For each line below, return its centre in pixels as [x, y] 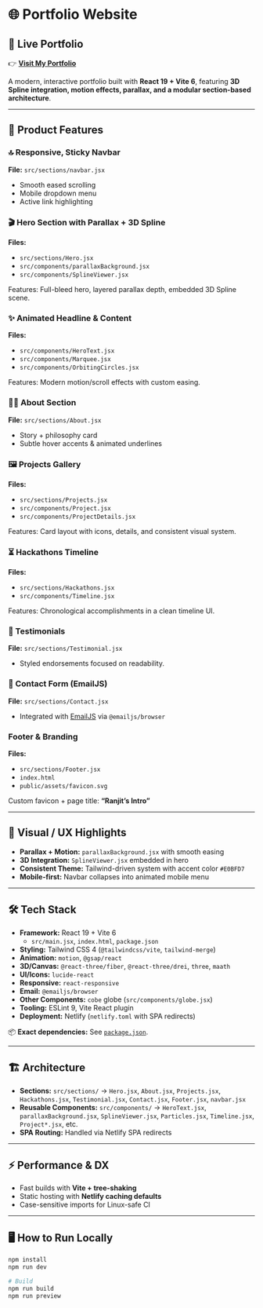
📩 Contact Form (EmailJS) [58, 684]
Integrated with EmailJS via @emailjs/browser [92, 716]
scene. [19, 298]
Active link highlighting [56, 201]
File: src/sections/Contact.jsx [58, 701]
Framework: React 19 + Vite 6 [68, 933]
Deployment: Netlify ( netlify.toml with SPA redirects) [107, 1016]
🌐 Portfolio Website [73, 15]
